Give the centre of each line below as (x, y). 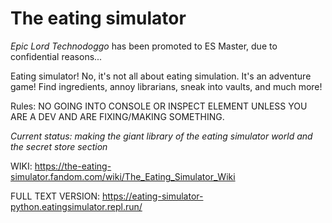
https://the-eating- (73, 166)
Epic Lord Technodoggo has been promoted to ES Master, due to (144, 46)
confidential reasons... (56, 56)
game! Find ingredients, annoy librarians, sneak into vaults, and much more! (166, 86)
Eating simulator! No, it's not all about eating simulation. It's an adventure (161, 76)
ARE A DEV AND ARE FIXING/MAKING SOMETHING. (117, 116)
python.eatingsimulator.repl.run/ (76, 206)
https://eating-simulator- (152, 196)
